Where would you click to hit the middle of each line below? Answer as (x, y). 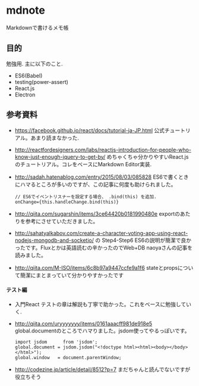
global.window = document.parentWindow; (68, 357)
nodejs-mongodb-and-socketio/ (54, 240)
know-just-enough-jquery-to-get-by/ (60, 157)
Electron (25, 94)
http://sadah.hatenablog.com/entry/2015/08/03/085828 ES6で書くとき (102, 177)
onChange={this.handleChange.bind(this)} (67, 202)
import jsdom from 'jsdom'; (56, 342)
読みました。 (30, 255)
